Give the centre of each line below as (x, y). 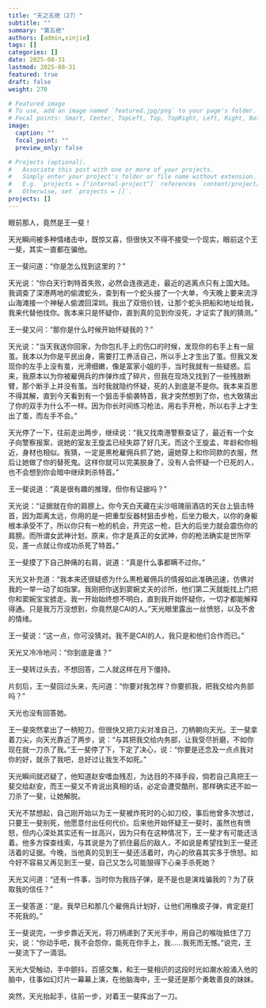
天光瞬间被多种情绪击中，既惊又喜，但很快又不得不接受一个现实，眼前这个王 (133, 239)
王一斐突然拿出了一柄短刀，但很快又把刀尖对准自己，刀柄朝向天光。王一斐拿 (133, 729)
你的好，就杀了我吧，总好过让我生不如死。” (78, 759)
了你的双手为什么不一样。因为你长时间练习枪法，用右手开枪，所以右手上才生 (133, 406)
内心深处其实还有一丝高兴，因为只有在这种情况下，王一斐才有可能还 (140, 832)
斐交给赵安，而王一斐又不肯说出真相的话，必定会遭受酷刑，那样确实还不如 (129, 786)
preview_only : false (49, 147)
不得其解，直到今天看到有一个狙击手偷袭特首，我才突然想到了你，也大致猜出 (133, 395)
